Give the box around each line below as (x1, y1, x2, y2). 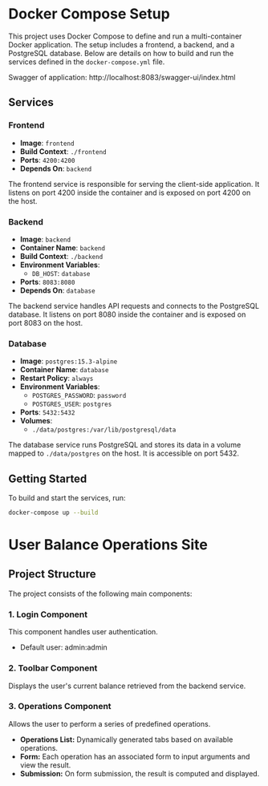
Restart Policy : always (19, 374, 94, 383)
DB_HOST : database (31, 268, 91, 278)
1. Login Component (8, 609, 88, 620)
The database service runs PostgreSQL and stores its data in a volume (8, 440, 242, 450)
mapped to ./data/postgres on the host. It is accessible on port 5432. (8, 448, 239, 458)
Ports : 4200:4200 (19, 155, 75, 164)
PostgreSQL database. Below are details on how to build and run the (8, 48, 234, 58)
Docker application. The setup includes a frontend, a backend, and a (8, 39, 235, 49)
